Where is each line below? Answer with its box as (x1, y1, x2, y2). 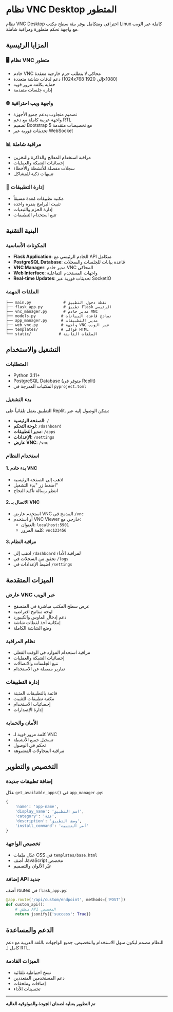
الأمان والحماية (6, 719, 38, 726)
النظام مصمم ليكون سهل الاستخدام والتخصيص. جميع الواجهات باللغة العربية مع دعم (6, 939, 164, 946)
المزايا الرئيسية (6, 41, 48, 50)
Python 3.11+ (13, 372, 41, 379)
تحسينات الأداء (13, 985, 41, 992)
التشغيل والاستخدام (6, 345, 61, 354)
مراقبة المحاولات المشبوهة (13, 747, 65, 754)
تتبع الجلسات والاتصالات (13, 660, 59, 666)
